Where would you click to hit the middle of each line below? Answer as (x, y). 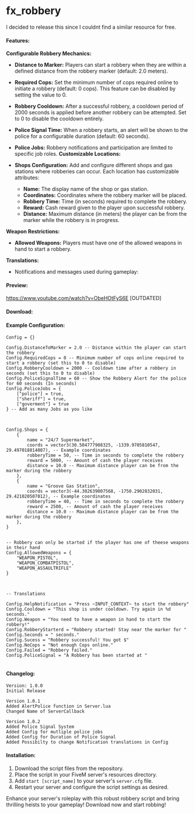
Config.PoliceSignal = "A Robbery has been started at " (77, 655)
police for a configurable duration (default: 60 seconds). (82, 137)
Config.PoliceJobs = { (34, 389)
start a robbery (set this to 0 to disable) (61, 363)
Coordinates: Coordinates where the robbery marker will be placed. (105, 195)
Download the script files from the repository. (69, 768)
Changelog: (21, 673)
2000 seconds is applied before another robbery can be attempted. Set (100, 113)
